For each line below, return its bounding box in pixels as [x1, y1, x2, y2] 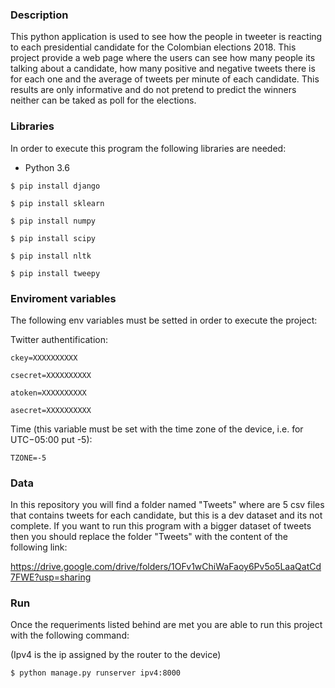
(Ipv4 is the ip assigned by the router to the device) [10, 649, 222, 661]
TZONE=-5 [10, 453, 47, 463]
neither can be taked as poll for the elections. [10, 94, 197, 107]
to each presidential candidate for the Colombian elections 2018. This [10, 41, 297, 53]
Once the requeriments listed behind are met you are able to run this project [10, 619, 323, 631]
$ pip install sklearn [10, 198, 105, 208]
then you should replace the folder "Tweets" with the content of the [10, 531, 288, 543]
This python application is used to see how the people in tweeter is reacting [10, 31, 323, 43]
